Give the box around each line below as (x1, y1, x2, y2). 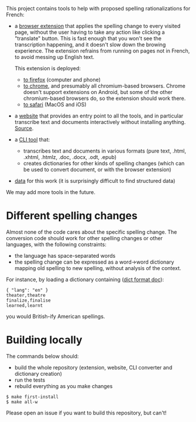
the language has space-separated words (14, 252, 116, 259)
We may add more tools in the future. (6, 189, 95, 195)
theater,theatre (6, 292, 46, 298)
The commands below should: (6, 352, 79, 359)
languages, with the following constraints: (6, 241, 106, 248)
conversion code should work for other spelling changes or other (6, 234, 163, 241)
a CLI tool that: (14, 136, 50, 143)
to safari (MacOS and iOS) (23, 101, 87, 108)
